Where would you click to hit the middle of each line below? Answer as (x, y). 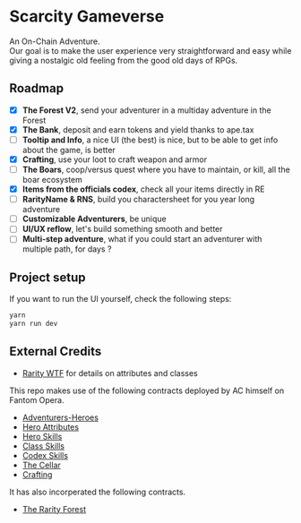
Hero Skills (42, 436)
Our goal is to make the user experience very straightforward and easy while (150, 50)
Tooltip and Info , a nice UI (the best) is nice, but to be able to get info (150, 140)
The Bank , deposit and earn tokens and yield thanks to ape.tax (138, 129)
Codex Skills (45, 455)
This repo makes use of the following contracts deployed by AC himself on (147, 390)
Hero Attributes (50, 426)
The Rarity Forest (54, 509)
